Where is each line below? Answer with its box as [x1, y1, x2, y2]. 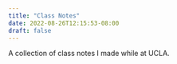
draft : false [8, 26, 52, 34]
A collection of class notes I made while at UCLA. [8, 49, 170, 58]
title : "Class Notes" [8, 11, 81, 20]
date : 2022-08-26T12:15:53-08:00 [8, 19, 120, 27]
